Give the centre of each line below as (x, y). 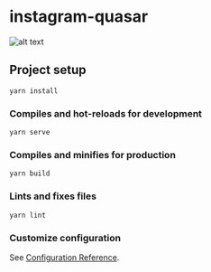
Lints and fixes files (53, 196)
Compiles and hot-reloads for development (106, 113)
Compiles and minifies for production (92, 155)
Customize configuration (65, 238)
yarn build (30, 174)
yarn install (34, 91)
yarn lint (28, 215)
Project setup (48, 70)
